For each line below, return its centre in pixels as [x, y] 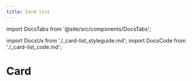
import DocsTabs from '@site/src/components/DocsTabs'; [79, 29]
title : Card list [28, 12]
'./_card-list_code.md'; [34, 47]
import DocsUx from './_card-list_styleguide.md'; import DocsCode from [96, 40]
